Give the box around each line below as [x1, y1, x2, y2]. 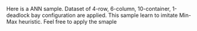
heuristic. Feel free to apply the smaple [18, 18, 117, 25]
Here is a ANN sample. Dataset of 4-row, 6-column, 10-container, [6, 5, 171, 12]
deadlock [6, 12, 30, 19]
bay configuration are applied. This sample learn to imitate [31, 12, 178, 19]
